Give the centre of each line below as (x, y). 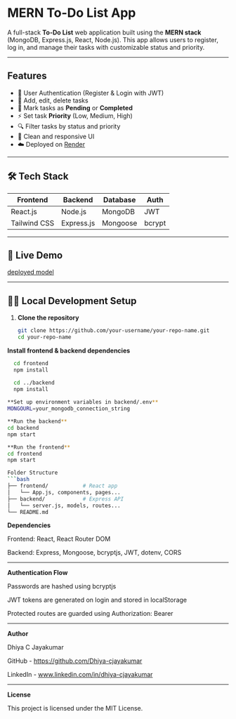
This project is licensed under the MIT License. (75, 708)
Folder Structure (33, 473)
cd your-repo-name (44, 337)
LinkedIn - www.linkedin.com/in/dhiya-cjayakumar (80, 675)
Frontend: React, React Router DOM (59, 539)
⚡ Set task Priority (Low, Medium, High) (75, 116)
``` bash (19, 480)
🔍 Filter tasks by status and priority (69, 126)
